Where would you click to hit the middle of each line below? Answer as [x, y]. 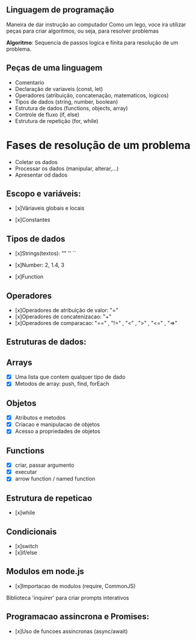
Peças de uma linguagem [54, 68]
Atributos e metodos [40, 418]
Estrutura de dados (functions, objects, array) [71, 108]
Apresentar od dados [41, 175]
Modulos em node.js [45, 571]
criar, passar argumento [44, 465]
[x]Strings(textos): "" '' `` [45, 253]
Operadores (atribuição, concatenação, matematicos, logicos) [92, 95]
